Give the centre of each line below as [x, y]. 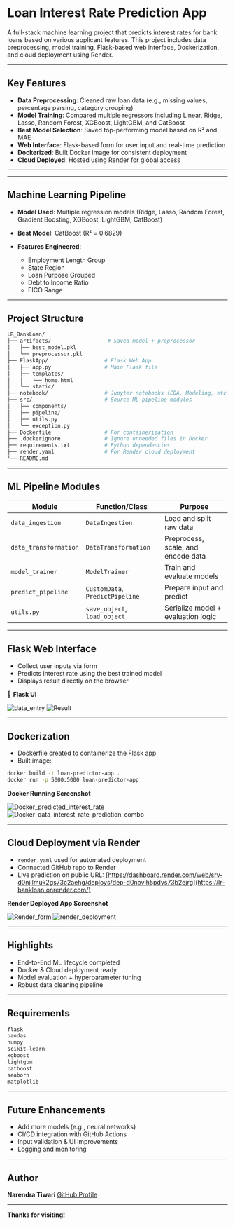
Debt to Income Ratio [58, 282]
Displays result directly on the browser [73, 681]
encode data [185, 556]
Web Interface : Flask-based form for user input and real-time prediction [121, 144]
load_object [106, 616]
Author [23, 1178]
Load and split [187, 518]
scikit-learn [26, 1049]
